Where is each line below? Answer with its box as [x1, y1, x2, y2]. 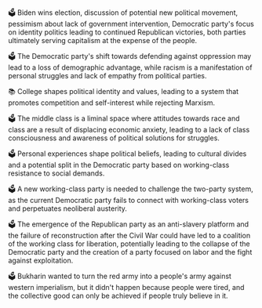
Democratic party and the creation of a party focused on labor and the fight [8, 248, 253, 256]
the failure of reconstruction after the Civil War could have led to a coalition [8, 231, 251, 240]
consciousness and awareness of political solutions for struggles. [8, 133, 220, 143]
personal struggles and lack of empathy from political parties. [8, 71, 207, 80]
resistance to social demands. [8, 168, 105, 178]
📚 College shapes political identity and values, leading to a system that [8, 87, 239, 96]
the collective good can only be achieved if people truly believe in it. [8, 291, 229, 300]
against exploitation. [8, 255, 74, 265]
